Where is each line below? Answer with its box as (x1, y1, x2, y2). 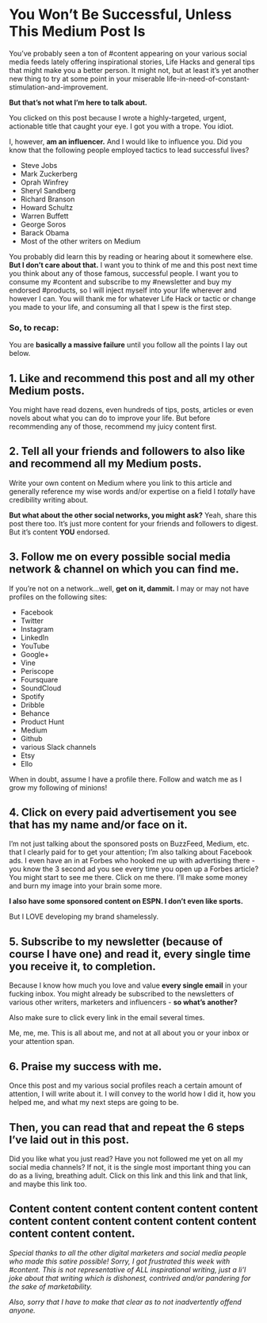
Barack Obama (20, 228, 70, 237)
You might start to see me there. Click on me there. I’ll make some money (9, 873, 248, 882)
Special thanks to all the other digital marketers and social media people (9, 1248, 246, 1257)
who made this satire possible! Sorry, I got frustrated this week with (9, 1256, 231, 1266)
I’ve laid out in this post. (9, 1133, 130, 1146)
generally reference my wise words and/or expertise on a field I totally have (9, 486, 256, 496)
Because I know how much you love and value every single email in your (9, 981, 248, 990)
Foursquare (20, 675, 59, 684)
